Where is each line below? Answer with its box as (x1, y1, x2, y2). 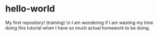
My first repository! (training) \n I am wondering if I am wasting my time (5, 19, 153, 25)
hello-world (5, 3, 56, 14)
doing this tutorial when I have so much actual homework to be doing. (5, 24, 150, 30)
